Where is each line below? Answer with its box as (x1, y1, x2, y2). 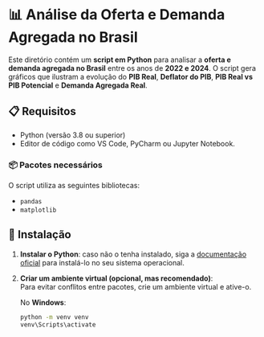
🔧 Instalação (8, 228, 71, 241)
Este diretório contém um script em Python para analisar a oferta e (8, 55, 231, 64)
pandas (19, 198, 43, 206)
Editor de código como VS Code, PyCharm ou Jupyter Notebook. (19, 138, 235, 148)
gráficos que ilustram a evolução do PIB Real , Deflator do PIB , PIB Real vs (8, 72, 253, 81)
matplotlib (19, 206, 57, 215)
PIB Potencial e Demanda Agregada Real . (8, 80, 148, 90)
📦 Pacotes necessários (8, 159, 103, 171)
